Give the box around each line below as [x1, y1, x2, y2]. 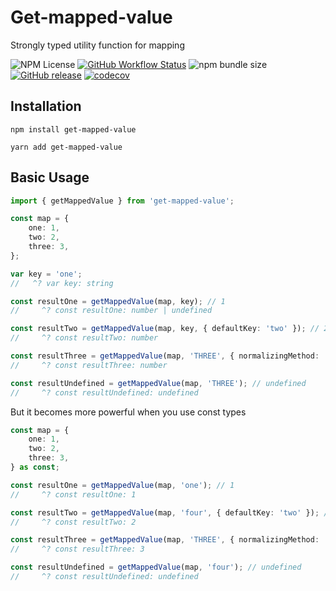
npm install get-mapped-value [10, 124, 137, 135]
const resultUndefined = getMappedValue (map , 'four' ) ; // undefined [10, 562, 302, 573]
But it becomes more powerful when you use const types [10, 406, 247, 418]
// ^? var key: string [10, 278, 114, 288]
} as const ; [10, 462, 60, 473]
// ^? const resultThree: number [10, 360, 168, 370]
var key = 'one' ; [10, 269, 83, 279]
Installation [10, 98, 82, 115]
